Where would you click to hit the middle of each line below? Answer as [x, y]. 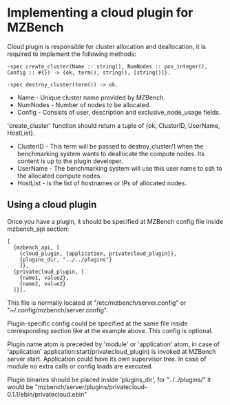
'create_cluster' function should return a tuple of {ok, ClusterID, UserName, [114, 125]
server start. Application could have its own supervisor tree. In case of [107, 359]
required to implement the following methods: [72, 54]
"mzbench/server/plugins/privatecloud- [91, 387]
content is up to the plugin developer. [70, 161]
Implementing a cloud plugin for [100, 13]
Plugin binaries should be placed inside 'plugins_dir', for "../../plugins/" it [109, 379]
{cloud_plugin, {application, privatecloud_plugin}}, [98, 254]
